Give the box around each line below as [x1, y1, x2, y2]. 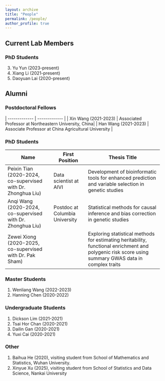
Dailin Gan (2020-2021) [12, 326, 60, 332]
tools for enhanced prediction [87, 174, 156, 181]
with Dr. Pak [7, 251, 36, 258]
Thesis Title [109, 154, 137, 161]
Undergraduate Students [5, 304, 66, 311]
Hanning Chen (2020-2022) [12, 292, 69, 298]
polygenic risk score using [87, 248, 149, 255]
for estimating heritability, [87, 236, 147, 243]
